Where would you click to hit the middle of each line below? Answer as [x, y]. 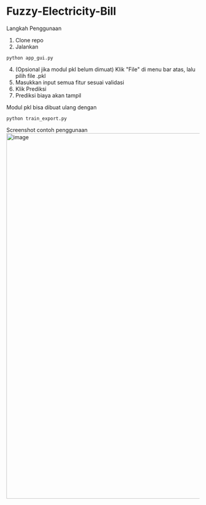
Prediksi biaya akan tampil [48, 95]
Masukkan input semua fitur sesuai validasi [70, 82]
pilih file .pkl [30, 75]
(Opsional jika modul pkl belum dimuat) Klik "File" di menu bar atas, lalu [105, 69]
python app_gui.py [30, 58]
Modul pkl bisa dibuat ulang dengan [51, 107]
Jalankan [27, 47]
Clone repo [29, 40]
